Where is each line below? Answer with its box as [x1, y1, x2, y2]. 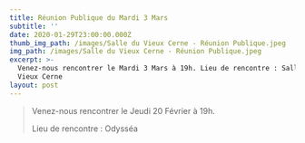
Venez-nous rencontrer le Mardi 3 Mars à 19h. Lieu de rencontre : [17, 64, 279, 73]
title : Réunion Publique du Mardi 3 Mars [9, 13, 169, 23]
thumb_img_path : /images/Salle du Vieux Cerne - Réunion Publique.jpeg [9, 38, 286, 48]
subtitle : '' [9, 22, 59, 31]
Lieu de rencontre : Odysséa [31, 123, 139, 134]
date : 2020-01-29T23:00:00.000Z [9, 30, 132, 39]
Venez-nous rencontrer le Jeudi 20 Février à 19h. [31, 105, 215, 116]
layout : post [9, 81, 59, 90]
